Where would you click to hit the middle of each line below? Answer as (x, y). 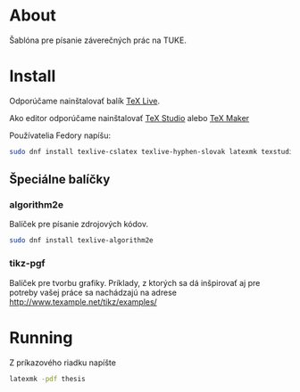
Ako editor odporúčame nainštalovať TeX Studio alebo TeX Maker (129, 118)
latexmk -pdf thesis (48, 379)
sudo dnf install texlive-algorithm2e (81, 241)
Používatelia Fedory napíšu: (60, 135)
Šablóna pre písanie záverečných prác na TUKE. (98, 40)
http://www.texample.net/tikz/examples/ (83, 302)
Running (41, 337)
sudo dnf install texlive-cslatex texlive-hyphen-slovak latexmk (133, 151)
